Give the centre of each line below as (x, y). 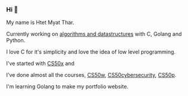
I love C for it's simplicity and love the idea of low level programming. (91, 52)
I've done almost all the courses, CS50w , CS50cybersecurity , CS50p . (91, 75)
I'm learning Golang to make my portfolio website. (67, 86)
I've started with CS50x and (40, 64)
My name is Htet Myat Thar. (40, 23)
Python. (16, 41)
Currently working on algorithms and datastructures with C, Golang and (94, 34)
